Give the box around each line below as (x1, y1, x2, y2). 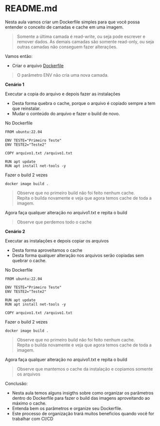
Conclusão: (5, 380, 28, 386)
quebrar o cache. (12, 257, 47, 263)
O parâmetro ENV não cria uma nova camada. (16, 72, 109, 78)
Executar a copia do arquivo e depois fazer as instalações (5, 91, 121, 97)
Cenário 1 (5, 81, 25, 87)
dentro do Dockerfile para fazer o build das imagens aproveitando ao (12, 395, 150, 401)
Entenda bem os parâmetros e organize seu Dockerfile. (12, 405, 123, 411)
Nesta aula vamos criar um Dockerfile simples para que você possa (5, 19, 140, 25)
